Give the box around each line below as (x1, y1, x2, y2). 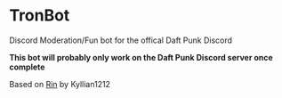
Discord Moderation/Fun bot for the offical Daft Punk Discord (9, 35, 233, 45)
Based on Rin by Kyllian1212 (9, 78, 111, 89)
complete (9, 61, 45, 72)
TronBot (9, 5, 70, 26)
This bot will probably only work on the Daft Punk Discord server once (9, 52, 273, 62)
